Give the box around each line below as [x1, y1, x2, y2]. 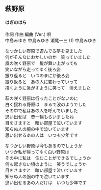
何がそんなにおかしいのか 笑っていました [5, 54, 91, 60]
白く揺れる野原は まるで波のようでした [5, 101, 87, 107]
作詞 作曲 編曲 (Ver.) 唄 [5, 31, 51, 37]
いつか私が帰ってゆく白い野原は [5, 149, 70, 155]
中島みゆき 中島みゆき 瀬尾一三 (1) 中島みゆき [5, 37, 97, 43]
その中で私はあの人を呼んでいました [5, 107, 78, 113]
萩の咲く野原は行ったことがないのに [5, 95, 78, 101]
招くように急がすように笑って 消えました [5, 85, 91, 91]
